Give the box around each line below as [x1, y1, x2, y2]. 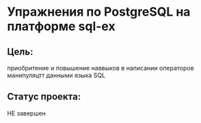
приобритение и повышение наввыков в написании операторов [7, 64, 194, 72]
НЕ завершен [7, 109, 46, 117]
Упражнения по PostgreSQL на [7, 4, 191, 20]
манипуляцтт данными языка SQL [7, 71, 106, 79]
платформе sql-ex [7, 18, 116, 34]
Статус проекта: [7, 91, 81, 102]
